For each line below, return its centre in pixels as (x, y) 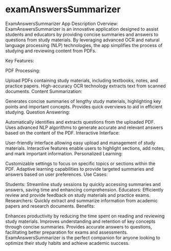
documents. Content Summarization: (44, 91)
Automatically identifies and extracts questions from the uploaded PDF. (80, 122)
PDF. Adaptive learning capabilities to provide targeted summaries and (80, 169)
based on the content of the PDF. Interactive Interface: (63, 133)
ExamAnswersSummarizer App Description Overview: (62, 24)
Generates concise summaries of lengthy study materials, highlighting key (83, 101)
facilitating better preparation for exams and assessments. (67, 232)
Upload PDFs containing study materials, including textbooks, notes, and (82, 80)
